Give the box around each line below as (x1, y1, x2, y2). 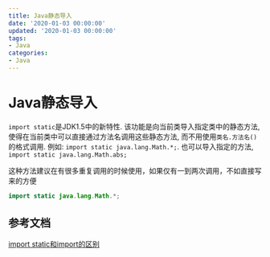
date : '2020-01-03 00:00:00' (8, 19, 106, 27)
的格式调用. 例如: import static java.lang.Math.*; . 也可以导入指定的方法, (8, 141, 254, 151)
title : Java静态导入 (8, 11, 72, 20)
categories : (8, 49, 48, 57)
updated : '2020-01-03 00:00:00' (8, 27, 117, 35)
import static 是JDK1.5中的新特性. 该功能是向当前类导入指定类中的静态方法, (8, 121, 260, 131)
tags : (8, 34, 27, 43)
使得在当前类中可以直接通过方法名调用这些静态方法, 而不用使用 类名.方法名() (8, 132, 257, 141)
